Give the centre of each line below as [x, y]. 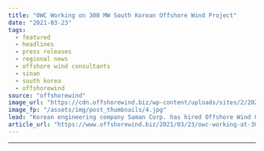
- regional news [42, 59]
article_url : [29, 124]
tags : [17, 30]
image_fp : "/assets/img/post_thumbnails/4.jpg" [88, 110]
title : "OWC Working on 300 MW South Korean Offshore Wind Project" [123, 15]
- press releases [44, 52]
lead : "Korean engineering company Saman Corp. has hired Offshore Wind [130, 117]
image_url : [26, 102]
